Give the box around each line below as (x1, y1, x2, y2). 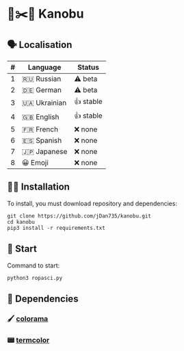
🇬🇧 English (21, 112, 60, 121)
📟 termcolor (7, 335, 50, 345)
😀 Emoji (21, 158, 49, 167)
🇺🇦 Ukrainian (21, 98, 67, 107)
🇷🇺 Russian (21, 74, 62, 83)
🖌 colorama (7, 313, 49, 323)
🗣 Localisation (7, 39, 73, 51)
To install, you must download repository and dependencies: (7, 199, 178, 207)
